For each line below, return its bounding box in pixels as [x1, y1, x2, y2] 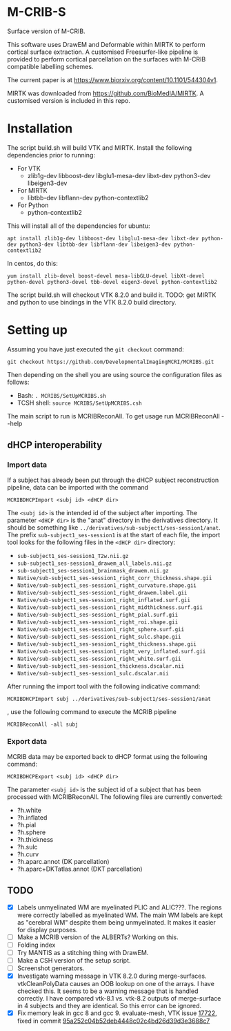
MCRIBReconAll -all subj [7, 721, 79, 728]
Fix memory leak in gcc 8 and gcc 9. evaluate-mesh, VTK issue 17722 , [17, 1009, 217, 1017]
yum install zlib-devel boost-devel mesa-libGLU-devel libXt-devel [7, 272, 205, 280]
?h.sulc [17, 842, 38, 851]
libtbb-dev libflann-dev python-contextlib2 [27, 193, 150, 202]
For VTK [17, 164, 41, 173]
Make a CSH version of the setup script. [17, 956, 131, 964]
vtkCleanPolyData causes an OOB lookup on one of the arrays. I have [17, 980, 215, 988]
